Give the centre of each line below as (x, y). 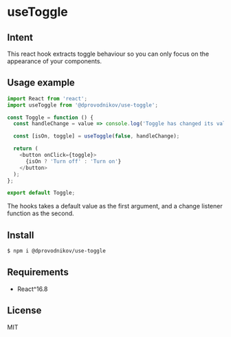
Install (21, 235)
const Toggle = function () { (51, 118)
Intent (20, 37)
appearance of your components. (54, 61)
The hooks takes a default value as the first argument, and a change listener (115, 206)
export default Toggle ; (41, 193)
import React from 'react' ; (47, 98)
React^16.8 (32, 289)
